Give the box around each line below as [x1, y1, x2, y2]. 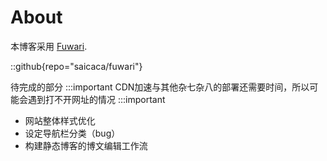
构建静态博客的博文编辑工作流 [24, 139, 148, 151]
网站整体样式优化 [24, 114, 96, 126]
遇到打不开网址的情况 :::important [27, 93, 166, 105]
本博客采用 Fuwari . [10, 40, 88, 52]
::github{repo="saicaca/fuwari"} [10, 60, 143, 72]
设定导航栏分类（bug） [24, 127, 121, 139]
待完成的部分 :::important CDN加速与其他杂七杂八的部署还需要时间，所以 [10, 81, 310, 93]
